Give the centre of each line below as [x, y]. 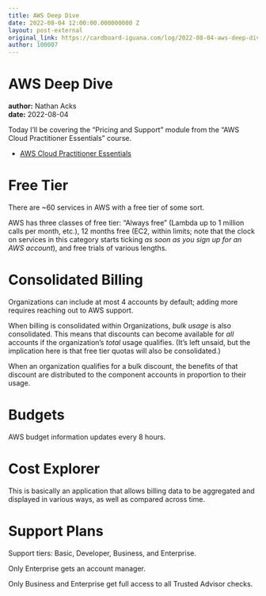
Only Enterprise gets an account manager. [77, 568]
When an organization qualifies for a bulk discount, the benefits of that [123, 366]
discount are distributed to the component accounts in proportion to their [127, 374]
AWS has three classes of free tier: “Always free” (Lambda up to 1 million [126, 223]
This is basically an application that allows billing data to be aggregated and [131, 491]
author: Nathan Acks [42, 106]
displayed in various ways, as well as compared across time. [107, 499]
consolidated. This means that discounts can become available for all [121, 334]
